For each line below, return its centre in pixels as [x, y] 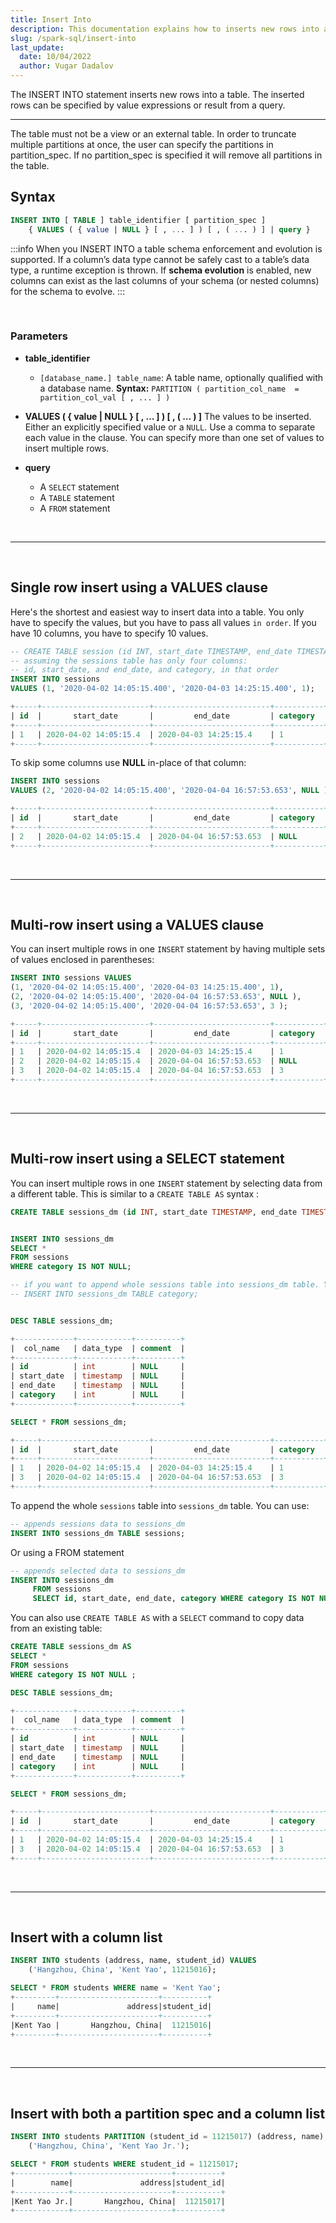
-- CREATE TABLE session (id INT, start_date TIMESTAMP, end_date [151, 651]
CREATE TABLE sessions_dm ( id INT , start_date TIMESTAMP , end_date [154, 1212]
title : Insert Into [51, 19]
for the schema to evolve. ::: [68, 291]
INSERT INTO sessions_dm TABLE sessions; [98, 1533]
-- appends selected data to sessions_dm [98, 1571]
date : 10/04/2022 [55, 57]
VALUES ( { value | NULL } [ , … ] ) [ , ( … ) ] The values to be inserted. [168, 416]
